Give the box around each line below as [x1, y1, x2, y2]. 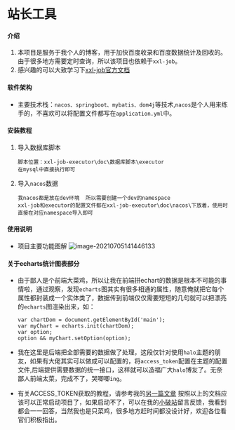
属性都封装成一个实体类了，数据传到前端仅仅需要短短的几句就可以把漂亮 [17, 294, 227, 302]
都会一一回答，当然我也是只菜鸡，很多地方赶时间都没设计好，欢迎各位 [17, 407, 221, 415]
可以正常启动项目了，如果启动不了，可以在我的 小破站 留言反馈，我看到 [23, 398, 227, 407]
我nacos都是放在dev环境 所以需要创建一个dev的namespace [17, 194, 170, 201]
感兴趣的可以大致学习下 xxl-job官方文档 [17, 66, 130, 74]
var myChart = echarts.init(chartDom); [17, 323, 135, 330]
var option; [17, 329, 53, 336]
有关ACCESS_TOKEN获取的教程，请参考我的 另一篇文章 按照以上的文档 [17, 389, 222, 398]
